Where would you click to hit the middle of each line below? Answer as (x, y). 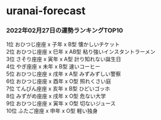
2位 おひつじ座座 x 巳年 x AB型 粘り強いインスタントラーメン (81, 52)
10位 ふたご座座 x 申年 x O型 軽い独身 (52, 111)
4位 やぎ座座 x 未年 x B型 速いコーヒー (53, 67)
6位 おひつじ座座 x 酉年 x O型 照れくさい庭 (59, 82)
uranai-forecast (46, 11)
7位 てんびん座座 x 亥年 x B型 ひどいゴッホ (58, 89)
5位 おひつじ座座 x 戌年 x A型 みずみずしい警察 (64, 74)
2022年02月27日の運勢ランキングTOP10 (65, 31)
